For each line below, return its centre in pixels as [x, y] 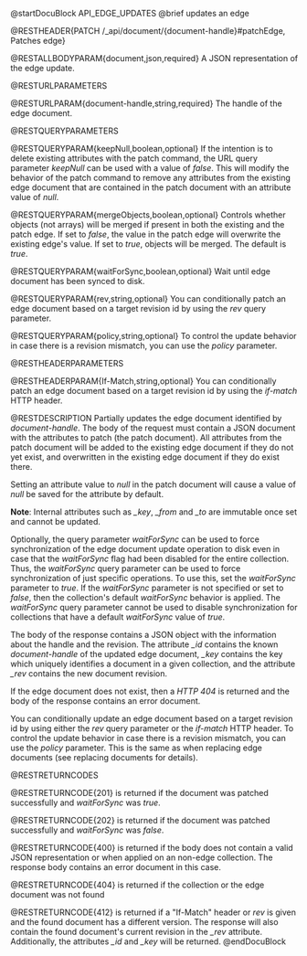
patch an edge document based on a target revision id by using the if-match [154, 391]
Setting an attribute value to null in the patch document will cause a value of [153, 484]
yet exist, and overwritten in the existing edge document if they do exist [145, 457]
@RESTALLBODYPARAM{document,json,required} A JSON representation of [154, 58]
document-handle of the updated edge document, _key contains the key [147, 654]
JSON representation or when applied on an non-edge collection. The [142, 857]
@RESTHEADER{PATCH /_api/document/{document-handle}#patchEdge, [148, 31]
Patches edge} [38, 41]
